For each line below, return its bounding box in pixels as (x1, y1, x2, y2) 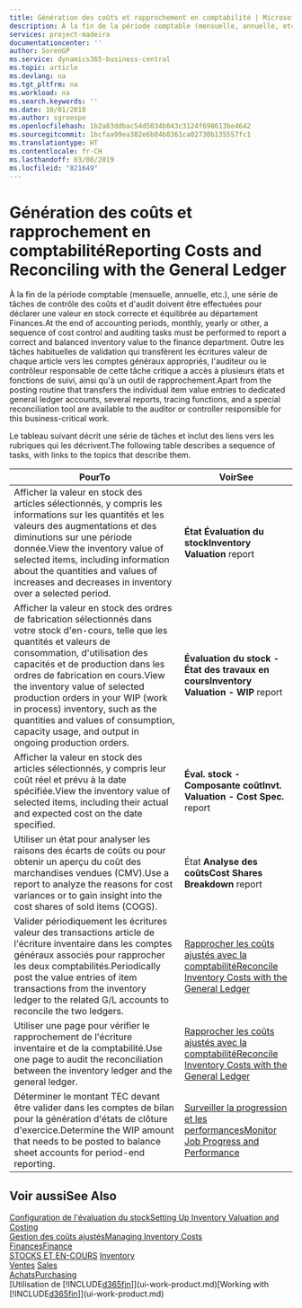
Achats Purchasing (9, 1269, 77, 1280)
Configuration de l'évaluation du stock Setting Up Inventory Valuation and (9, 1212, 280, 1223)
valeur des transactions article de (13, 926, 155, 939)
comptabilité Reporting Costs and (9, 240, 262, 261)
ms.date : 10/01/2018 (9, 105, 87, 114)
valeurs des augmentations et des (13, 520, 157, 533)
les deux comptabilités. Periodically (13, 960, 161, 973)
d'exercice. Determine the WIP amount (13, 1124, 174, 1136)
